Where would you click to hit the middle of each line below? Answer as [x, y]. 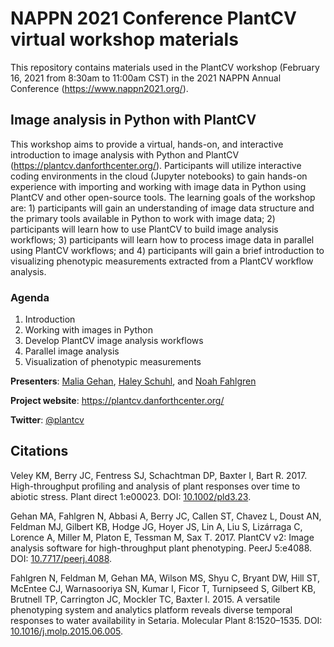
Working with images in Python [89, 330]
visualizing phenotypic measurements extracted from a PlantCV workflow [162, 261]
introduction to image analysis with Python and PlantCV [125, 154]
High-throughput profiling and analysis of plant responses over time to [155, 486]
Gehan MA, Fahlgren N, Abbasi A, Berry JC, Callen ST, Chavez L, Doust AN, [166, 516]
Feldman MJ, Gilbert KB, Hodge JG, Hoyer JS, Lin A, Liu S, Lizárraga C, [156, 526]
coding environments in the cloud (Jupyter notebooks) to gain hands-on [159, 176]
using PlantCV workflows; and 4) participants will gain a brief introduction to [167, 250]
